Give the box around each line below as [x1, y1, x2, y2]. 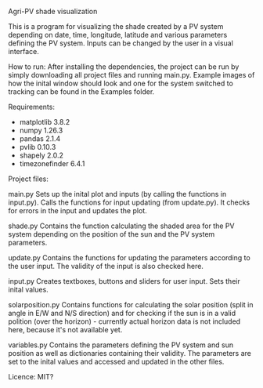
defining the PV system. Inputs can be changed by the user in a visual [8, 38, 233, 48]
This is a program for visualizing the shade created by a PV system [8, 22, 224, 31]
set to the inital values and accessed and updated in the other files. [8, 357, 225, 366]
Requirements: [8, 102, 55, 111]
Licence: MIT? [8, 372, 54, 381]
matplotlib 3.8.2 [19, 118, 70, 126]
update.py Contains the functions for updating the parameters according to [8, 253, 250, 262]
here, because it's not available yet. [8, 325, 123, 334]
